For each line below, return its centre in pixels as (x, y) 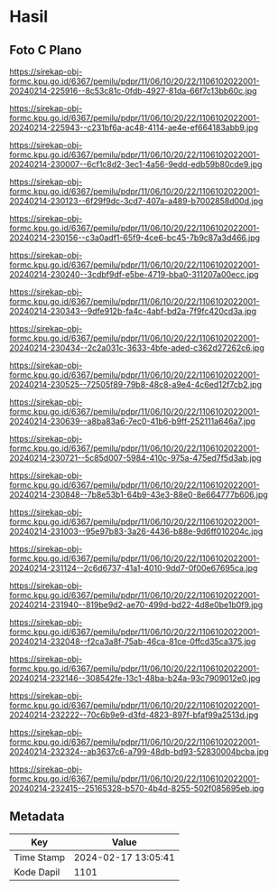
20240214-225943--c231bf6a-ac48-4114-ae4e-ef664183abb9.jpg (134, 127)
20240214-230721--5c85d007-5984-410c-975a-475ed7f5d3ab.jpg (135, 458)
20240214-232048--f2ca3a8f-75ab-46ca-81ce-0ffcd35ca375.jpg (133, 642)
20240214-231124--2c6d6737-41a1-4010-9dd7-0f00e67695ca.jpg (134, 568)
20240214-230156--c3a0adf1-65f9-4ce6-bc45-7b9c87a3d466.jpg (134, 238)
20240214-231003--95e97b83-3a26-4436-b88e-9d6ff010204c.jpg (136, 531)
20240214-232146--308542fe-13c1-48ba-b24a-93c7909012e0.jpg (135, 678)
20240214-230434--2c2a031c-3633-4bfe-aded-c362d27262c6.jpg (137, 348)
